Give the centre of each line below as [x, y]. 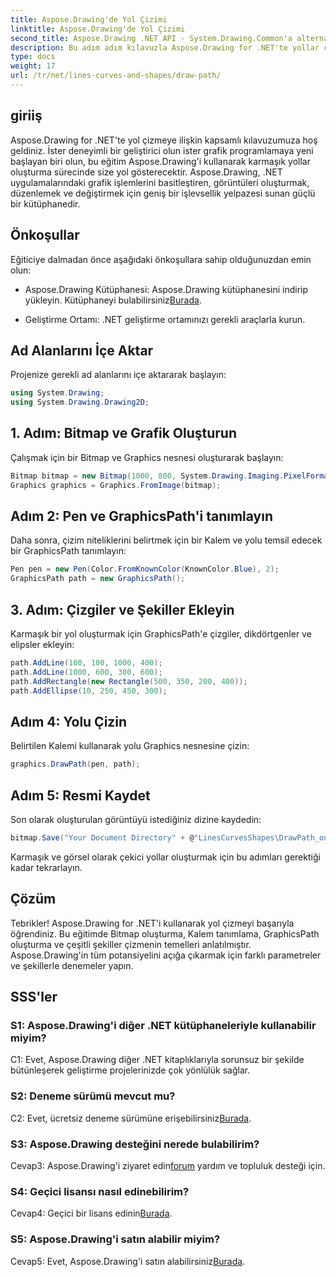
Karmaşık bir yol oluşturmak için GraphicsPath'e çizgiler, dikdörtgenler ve [161, 634]
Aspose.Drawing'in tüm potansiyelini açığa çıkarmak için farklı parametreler [166, 955]
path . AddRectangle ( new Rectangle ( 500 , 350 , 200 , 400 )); [129, 681]
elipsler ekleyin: [42, 644]
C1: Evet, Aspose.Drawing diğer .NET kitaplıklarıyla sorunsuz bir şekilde [157, 1060]
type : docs [33, 57]
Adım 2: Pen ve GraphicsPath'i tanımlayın [142, 516]
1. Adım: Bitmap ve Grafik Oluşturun [123, 433]
